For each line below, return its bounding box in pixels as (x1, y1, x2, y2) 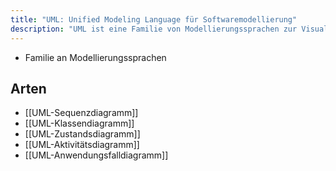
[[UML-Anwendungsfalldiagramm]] (24, 149, 169, 161)
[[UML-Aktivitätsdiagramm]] (24, 139, 140, 151)
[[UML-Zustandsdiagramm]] (24, 128, 141, 140)
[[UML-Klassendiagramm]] (24, 117, 135, 130)
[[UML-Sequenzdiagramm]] (24, 107, 139, 119)
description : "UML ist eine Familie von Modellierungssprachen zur (10, 24, 298, 34)
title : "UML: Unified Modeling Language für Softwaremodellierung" (10, 14, 298, 25)
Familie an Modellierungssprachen (24, 51, 167, 63)
